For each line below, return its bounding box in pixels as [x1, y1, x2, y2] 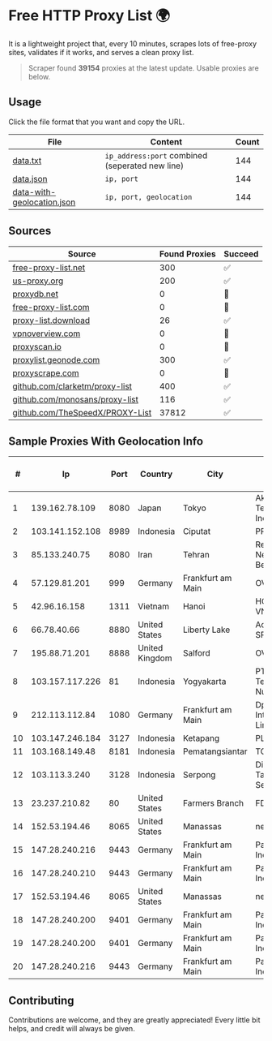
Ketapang [182, 733, 220, 744]
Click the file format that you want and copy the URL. [8, 117, 185, 127]
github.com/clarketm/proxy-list [12, 381, 132, 392]
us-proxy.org [12, 275, 64, 286]
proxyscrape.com [12, 367, 79, 378]
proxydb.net [12, 288, 59, 299]
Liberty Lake [182, 624, 231, 635]
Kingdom [137, 652, 172, 664]
